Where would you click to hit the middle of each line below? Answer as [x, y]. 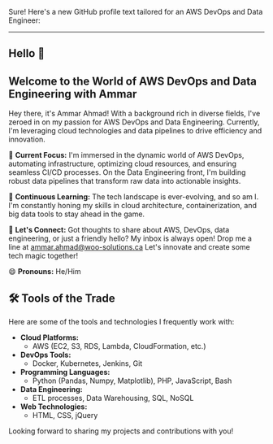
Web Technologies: [54, 407]
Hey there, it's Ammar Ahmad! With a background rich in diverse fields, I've [134, 114]
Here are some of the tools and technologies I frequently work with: [121, 322]
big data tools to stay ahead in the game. [76, 214]
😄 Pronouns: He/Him [45, 272]
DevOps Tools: [45, 355]
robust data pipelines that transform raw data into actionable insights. [125, 181]
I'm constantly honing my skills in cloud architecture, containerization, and [133, 206]
